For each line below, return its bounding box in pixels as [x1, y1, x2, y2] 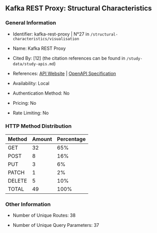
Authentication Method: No [12, 90, 70, 96]
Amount [32, 135, 53, 142]
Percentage [57, 135, 86, 142]
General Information [5, 19, 57, 26]
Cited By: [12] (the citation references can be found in [12, 55, 126, 61]
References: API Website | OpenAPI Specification [12, 70, 116, 76]
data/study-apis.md [12, 61, 55, 67]
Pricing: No [12, 100, 37, 106]
